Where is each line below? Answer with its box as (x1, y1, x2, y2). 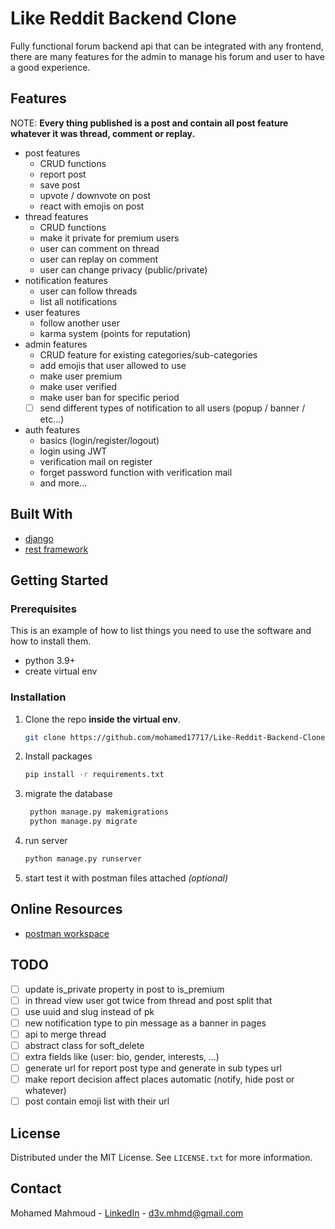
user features (24, 306, 81, 318)
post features (24, 147, 81, 159)
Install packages (24, 750, 93, 762)
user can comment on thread (39, 242, 160, 254)
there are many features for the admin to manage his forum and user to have (10, 50, 325, 62)
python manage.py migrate (29, 817, 138, 827)
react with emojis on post (39, 200, 145, 212)
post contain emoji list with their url (24, 1095, 170, 1107)
